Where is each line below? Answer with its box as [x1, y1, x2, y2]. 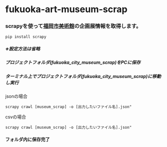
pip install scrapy [5, 34, 47, 40]
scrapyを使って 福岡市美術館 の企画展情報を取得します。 [5, 23, 142, 30]
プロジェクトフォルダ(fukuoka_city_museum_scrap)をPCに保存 [5, 59, 141, 65]
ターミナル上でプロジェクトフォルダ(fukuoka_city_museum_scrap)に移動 [5, 73, 161, 79]
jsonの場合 [5, 93, 28, 99]
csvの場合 [5, 114, 26, 120]
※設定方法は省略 [5, 46, 41, 52]
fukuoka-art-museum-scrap [5, 4, 128, 15]
